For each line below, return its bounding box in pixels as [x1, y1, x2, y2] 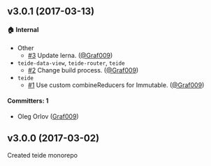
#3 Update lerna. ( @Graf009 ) [27, 51, 113, 59]
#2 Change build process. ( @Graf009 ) [27, 66, 139, 74]
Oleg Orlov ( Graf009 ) [17, 112, 79, 121]
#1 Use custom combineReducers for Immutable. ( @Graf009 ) [27, 80, 205, 89]
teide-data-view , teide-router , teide [17, 59, 125, 67]
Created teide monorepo [7, 151, 78, 159]
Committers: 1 [7, 97, 49, 105]
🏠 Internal [7, 25, 39, 33]
